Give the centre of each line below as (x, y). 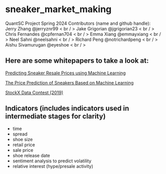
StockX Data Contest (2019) (34, 93)
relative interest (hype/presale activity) (53, 166)
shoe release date (31, 155)
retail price (24, 145)
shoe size (23, 139)
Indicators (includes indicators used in (67, 108)
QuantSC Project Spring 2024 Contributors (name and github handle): (78, 23)
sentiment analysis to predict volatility (52, 161)
